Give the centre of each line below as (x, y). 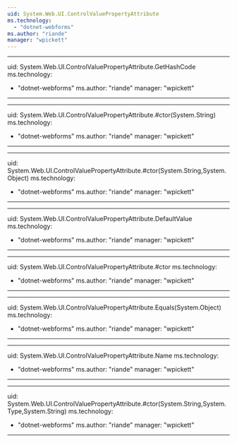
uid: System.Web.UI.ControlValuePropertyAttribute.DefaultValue (100, 219)
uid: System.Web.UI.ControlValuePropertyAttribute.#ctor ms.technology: (112, 267)
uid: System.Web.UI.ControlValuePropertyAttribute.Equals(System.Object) (114, 307)
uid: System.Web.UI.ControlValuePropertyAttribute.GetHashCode (102, 67)
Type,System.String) (37, 411)
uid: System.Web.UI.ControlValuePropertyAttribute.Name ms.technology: (113, 356)
